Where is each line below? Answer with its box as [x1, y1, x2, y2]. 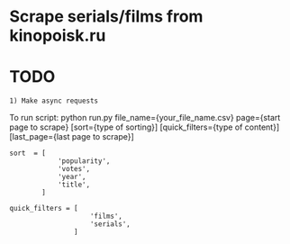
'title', [57, 180, 91, 190]
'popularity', [57, 157, 111, 166]
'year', [57, 173, 87, 182]
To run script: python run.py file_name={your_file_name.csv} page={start [9, 113, 281, 123]
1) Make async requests [9, 96, 99, 105]
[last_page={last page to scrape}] [9, 131, 135, 142]
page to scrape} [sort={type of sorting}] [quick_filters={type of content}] [9, 122, 280, 132]
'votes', [57, 165, 91, 174]
